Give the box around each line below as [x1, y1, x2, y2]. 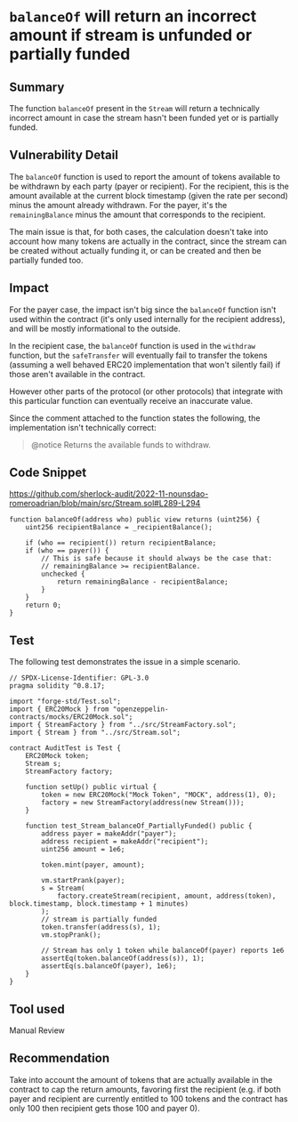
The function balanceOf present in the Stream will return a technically [9, 103, 261, 113]
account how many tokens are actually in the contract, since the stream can [9, 236, 287, 246]
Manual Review [9, 1025, 65, 1036]
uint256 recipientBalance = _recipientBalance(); [25, 523, 213, 532]
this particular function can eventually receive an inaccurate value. [9, 395, 254, 406]
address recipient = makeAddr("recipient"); [41, 837, 209, 846]
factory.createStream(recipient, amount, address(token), [56, 892, 277, 900]
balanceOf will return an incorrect [9, 6, 257, 27]
